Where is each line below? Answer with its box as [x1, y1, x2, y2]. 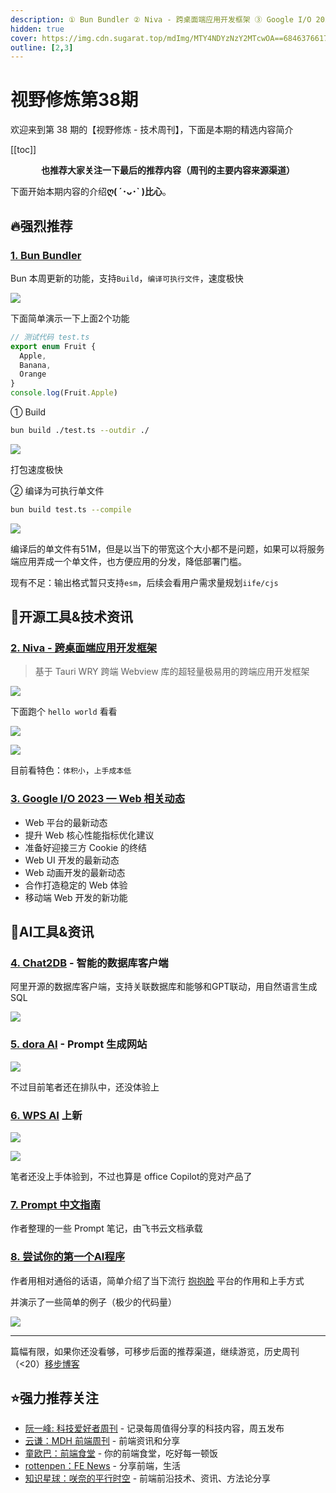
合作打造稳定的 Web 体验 [24, 879, 128, 891]
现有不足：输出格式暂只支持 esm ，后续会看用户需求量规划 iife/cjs [10, 576, 279, 588]
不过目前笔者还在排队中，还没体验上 [10, 1081, 160, 1093]
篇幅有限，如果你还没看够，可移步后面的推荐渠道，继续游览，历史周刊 [10, 1345, 300, 1357]
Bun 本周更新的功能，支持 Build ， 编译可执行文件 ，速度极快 [10, 272, 244, 284]
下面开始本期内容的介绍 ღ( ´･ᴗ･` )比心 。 [10, 186, 172, 198]
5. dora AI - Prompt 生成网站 [10, 1037, 148, 1051]
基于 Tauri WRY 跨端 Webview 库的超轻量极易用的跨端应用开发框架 [34, 666, 310, 678]
